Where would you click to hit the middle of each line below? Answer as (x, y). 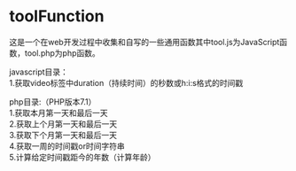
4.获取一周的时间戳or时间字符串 (67, 146)
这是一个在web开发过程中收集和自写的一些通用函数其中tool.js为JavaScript (144, 42)
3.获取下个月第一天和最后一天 (63, 135)
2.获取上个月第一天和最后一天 (63, 124)
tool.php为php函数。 (62, 53)
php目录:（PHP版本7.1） (53, 101)
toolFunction (57, 16)
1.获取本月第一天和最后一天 (58, 113)
